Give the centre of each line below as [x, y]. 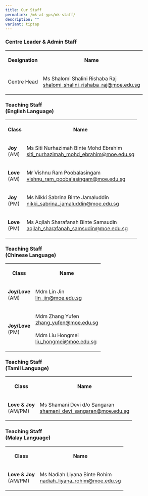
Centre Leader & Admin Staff [41, 42]
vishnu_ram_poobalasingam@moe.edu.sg [76, 179]
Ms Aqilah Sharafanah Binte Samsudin [72, 222]
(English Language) [30, 111]
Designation [23, 60]
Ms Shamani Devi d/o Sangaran [77, 405]
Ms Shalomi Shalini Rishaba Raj [80, 78]
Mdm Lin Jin [50, 292]
